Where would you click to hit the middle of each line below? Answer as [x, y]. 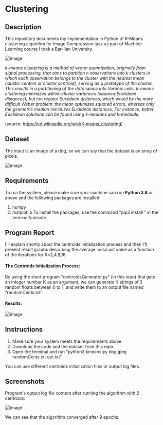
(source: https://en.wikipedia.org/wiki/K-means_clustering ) [64, 124]
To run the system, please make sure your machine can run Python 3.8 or [79, 192]
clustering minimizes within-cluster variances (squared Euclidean [71, 94]
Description [23, 27]
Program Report [30, 233]
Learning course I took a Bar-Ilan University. [49, 49]
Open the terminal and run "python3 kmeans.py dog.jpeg [69, 351]
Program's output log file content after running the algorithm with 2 [72, 393]
